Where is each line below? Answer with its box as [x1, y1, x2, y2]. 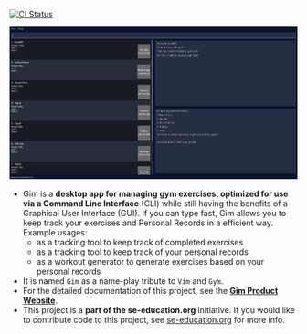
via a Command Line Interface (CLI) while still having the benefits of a [22, 197, 288, 209]
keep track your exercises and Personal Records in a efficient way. [22, 217, 274, 228]
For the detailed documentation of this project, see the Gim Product [22, 285, 279, 296]
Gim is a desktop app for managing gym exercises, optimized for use [22, 188, 289, 199]
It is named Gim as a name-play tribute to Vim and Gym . [22, 275, 224, 287]
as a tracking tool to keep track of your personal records [36, 246, 249, 257]
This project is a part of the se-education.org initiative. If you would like [22, 304, 295, 315]
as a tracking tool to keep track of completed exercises [36, 236, 244, 247]
